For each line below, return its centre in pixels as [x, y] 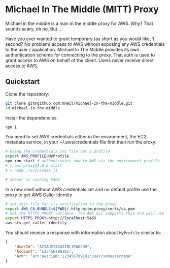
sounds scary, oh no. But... [33, 28]
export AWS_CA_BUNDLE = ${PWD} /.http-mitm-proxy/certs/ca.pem [70, 209]
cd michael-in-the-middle [32, 108]
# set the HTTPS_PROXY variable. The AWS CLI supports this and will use [85, 214]
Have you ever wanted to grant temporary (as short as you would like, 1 [80, 39]
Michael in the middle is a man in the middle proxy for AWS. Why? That [79, 23]
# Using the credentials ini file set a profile [58, 152]
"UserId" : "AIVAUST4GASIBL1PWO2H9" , [53, 247]
